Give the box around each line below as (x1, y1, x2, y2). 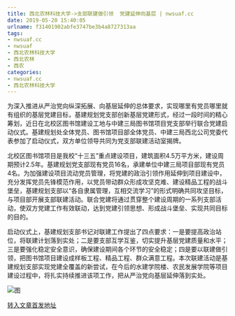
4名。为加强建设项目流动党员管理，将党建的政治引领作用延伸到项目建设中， (7, 169, 226, 178)
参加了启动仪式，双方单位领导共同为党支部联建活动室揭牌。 (13, 137, 185, 145)
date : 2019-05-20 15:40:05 (7, 17, 86, 24)
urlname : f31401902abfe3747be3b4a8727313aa (7, 23, 136, 30)
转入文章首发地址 (7, 301, 57, 310)
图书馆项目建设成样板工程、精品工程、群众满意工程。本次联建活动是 (25, 254, 222, 262)
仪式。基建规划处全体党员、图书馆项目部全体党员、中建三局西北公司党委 (13, 128, 222, 136)
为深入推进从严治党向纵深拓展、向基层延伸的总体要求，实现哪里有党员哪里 (7, 102, 222, 110)
